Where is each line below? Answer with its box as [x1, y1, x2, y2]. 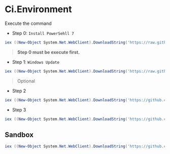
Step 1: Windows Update [12, 59, 59, 65]
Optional [17, 78, 35, 84]
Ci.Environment [5, 4, 72, 15]
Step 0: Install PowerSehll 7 [12, 30, 74, 36]
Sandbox [5, 130, 34, 139]
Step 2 [12, 88, 26, 94]
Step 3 [12, 106, 26, 112]
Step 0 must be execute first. [17, 49, 80, 55]
